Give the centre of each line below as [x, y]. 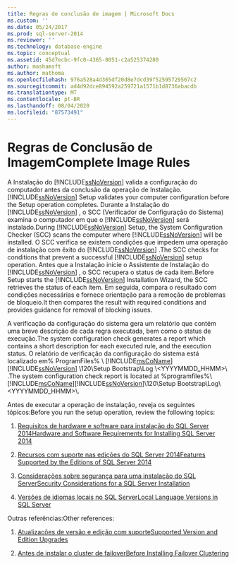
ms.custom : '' [28, 20]
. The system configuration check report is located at [83, 376]
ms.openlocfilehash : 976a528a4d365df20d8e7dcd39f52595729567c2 [102, 80]
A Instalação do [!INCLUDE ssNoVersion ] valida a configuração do [103, 182]
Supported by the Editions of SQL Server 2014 [85, 462]
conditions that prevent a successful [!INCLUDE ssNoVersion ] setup [105, 257]
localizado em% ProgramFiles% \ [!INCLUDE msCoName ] [90, 360]
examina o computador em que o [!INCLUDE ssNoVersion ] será [98, 219]
